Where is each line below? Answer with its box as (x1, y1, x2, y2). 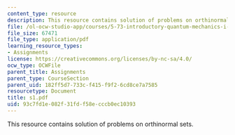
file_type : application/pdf (7, 36, 90, 43)
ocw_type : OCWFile (7, 62, 61, 69)
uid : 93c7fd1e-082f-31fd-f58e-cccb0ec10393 (7, 101, 136, 108)
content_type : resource (7, 10, 77, 17)
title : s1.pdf (7, 95, 49, 102)
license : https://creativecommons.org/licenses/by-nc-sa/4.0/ (7, 56, 192, 63)
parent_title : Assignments (7, 68, 86, 75)
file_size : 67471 (7, 29, 58, 37)
